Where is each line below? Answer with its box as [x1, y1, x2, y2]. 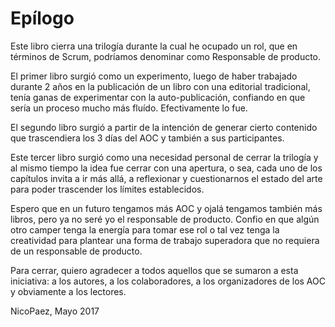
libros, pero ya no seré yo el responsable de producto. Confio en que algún [10, 213, 320, 225]
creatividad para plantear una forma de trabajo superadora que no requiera [10, 234, 320, 246]
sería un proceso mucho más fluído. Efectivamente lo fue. [10, 102, 248, 114]
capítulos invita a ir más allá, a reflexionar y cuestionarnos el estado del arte [10, 172, 323, 184]
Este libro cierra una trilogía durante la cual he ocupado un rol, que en [10, 40, 298, 52]
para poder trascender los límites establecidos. [10, 183, 205, 195]
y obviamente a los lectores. [10, 285, 127, 297]
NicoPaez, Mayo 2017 [10, 305, 100, 317]
